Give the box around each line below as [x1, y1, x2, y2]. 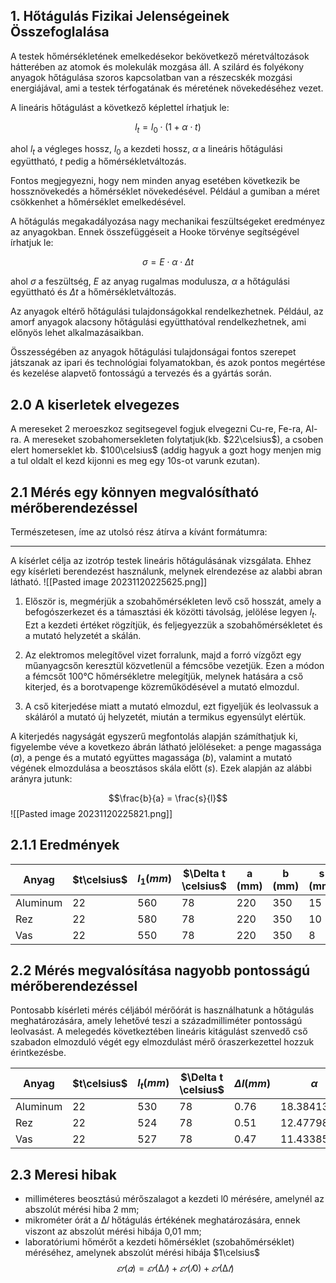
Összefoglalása [10, 24, 110, 41]
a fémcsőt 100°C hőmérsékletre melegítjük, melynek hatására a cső [24, 670, 304, 682]
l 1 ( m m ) [137, 872, 172, 888]
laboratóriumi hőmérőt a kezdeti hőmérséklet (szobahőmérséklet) [24, 1236, 295, 1248]
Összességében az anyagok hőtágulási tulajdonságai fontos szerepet [10, 346, 297, 358]
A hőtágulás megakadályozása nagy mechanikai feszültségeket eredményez [10, 215, 326, 228]
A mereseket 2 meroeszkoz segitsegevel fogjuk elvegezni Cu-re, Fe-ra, [10, 423, 304, 435]
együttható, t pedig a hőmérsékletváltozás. [10, 155, 187, 168]
